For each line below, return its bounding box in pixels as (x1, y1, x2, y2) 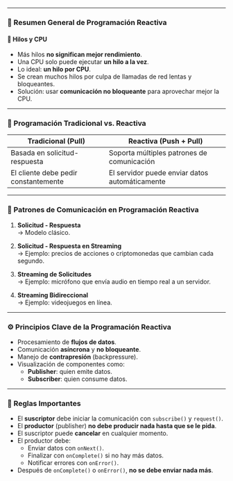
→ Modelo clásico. (17, 228, 71, 236)
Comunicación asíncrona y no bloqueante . (17, 345, 141, 354)
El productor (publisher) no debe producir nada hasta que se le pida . (17, 422, 217, 430)
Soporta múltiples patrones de (108, 148, 208, 158)
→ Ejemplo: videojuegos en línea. (17, 298, 112, 307)
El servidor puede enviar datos (108, 168, 209, 178)
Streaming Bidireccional (17, 291, 89, 299)
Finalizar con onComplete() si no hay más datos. (27, 451, 164, 459)
